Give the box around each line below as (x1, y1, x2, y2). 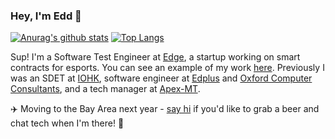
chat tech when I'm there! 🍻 (10, 117, 125, 129)
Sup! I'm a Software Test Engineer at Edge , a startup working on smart (10, 51, 301, 63)
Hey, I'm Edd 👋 (10, 9, 82, 23)
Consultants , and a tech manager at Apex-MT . (10, 83, 201, 95)
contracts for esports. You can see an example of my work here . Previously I (10, 62, 325, 74)
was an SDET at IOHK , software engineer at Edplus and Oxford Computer (10, 72, 313, 84)
